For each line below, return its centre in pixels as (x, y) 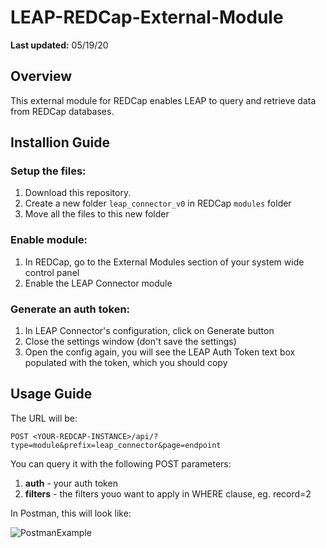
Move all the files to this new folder (97, 214)
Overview (41, 76)
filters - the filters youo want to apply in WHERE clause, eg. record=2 (168, 493)
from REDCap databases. (62, 111)
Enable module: (49, 240)
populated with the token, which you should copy (126, 363)
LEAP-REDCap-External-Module (147, 17)
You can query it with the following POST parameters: (121, 463)
